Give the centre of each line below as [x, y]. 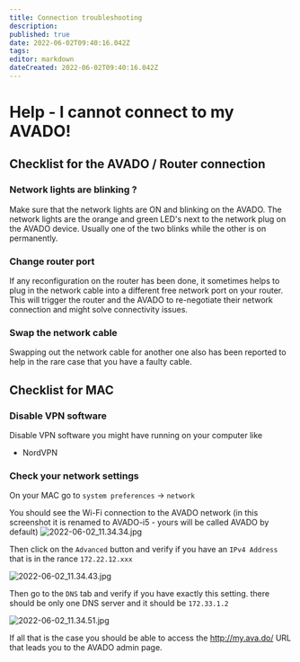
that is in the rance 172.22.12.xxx [71, 559]
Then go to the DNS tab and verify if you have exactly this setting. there [140, 594]
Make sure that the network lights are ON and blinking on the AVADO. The [146, 209]
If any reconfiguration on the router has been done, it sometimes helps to [145, 281]
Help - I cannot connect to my [122, 112]
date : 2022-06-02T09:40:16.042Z [70, 43]
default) [24, 532]
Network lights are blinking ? [73, 190]
